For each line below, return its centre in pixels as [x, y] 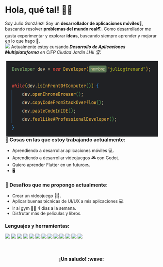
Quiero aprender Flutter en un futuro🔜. [51, 165]
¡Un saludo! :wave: [81, 259]
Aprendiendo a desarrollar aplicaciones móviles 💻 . [63, 150]
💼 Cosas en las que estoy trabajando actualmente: [65, 139]
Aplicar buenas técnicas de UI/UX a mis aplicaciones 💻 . [68, 201]
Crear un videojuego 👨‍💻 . [37, 196]
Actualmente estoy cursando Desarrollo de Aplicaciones [68, 47]
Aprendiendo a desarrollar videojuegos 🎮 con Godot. [66, 158]
